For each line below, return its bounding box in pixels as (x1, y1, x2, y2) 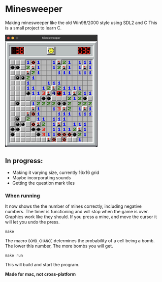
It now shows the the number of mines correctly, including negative (5, 203, 142, 209)
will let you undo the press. (5, 219, 60, 225)
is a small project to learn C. (5, 25, 62, 30)
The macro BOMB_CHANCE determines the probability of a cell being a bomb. (5, 238, 155, 244)
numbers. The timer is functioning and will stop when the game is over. (5, 209, 149, 215)
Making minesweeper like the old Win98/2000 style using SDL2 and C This (5, 20, 158, 26)
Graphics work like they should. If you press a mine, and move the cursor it (5, 214, 157, 220)
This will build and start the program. (5, 262, 80, 268)
